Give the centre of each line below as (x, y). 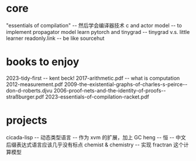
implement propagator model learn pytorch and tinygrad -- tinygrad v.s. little (98, 32)
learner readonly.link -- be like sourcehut (55, 38)
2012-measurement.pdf (35, 84)
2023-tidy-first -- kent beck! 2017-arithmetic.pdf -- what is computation (93, 78)
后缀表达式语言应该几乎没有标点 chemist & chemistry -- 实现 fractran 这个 (95, 145)
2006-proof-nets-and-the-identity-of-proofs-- (110, 90)
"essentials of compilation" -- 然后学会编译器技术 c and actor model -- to (94, 25)
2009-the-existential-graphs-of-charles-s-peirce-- (126, 84)
